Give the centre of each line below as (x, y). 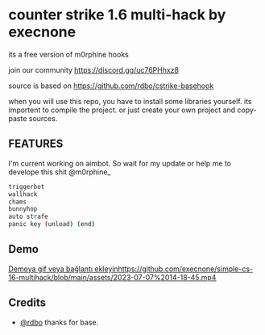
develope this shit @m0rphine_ (60, 172)
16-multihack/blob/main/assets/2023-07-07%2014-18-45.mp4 (112, 277)
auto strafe (28, 217)
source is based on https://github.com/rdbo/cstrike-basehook (111, 86)
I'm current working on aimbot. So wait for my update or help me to (120, 163)
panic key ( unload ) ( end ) (52, 224)
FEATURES (36, 144)
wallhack (23, 194)
